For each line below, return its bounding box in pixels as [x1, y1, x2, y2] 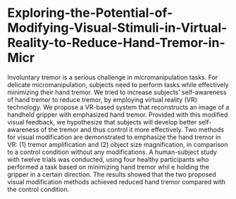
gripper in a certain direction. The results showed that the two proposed [7, 170, 216, 179]
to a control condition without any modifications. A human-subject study [7, 148, 217, 156]
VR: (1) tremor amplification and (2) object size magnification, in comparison [7, 140, 228, 148]
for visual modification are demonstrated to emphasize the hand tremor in [7, 132, 221, 141]
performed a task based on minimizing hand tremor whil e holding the [7, 162, 210, 171]
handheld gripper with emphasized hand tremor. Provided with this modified [7, 110, 228, 119]
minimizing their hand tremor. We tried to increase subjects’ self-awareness [7, 88, 227, 96]
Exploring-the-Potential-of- [7, 5, 173, 21]
